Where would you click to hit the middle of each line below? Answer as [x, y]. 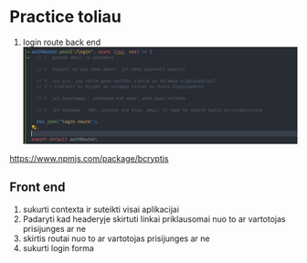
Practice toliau [65, 17]
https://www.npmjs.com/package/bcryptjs [89, 158]
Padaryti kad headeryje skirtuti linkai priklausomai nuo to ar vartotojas [154, 219]
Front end [37, 188]
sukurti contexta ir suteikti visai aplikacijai [101, 209]
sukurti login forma [58, 247]
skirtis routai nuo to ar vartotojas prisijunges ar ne [116, 238]
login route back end [62, 42]
